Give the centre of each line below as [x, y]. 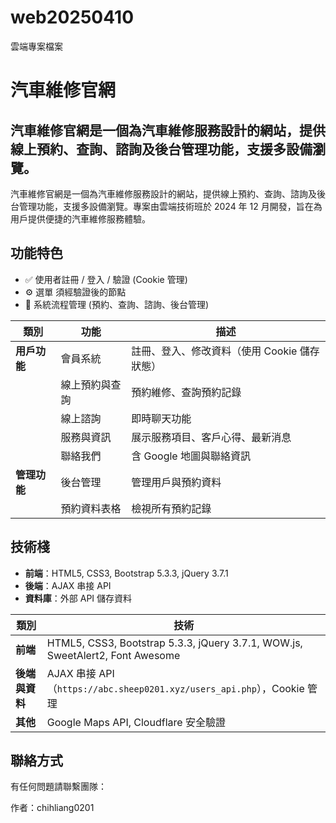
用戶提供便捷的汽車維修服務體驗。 [80, 218]
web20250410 [72, 17]
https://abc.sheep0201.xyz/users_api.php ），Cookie [180, 688]
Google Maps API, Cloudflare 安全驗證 [136, 722]
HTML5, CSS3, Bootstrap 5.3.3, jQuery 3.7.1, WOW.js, [174, 643]
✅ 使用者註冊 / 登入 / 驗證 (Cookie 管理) [106, 279]
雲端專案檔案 [36, 46]
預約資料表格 [91, 508]
